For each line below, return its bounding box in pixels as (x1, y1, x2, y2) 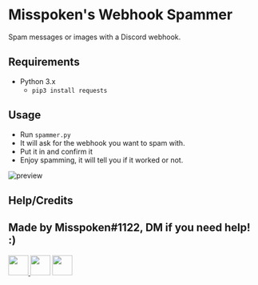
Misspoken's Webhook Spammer (8, 6, 233, 24)
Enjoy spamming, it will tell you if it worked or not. (19, 155, 184, 165)
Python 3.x (19, 76, 56, 86)
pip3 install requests (31, 86, 108, 94)
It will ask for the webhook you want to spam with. (19, 138, 185, 147)
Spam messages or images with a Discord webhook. (8, 32, 181, 42)
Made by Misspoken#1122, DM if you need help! (8, 221, 251, 235)
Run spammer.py (19, 130, 71, 139)
